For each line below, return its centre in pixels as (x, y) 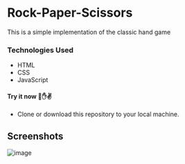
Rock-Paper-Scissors (70, 13)
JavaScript (33, 80)
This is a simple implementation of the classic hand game (89, 32)
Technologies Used (41, 50)
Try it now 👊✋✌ (29, 96)
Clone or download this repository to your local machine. (98, 114)
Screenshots (35, 136)
